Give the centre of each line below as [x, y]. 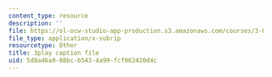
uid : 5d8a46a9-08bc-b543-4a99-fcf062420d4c [83, 61]
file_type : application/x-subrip [65, 38]
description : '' [36, 23]
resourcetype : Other [43, 46]
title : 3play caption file [54, 53]
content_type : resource [49, 16]
